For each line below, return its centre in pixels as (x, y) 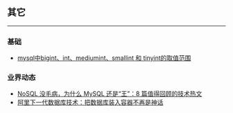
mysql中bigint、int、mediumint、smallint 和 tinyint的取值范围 (104, 58)
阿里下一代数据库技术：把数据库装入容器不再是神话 (90, 103)
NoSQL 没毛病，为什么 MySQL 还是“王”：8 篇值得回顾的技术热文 (110, 94)
